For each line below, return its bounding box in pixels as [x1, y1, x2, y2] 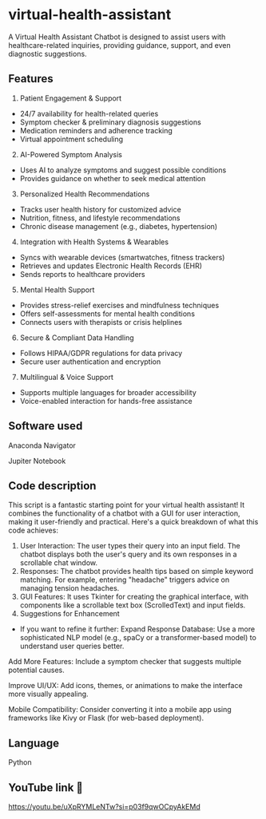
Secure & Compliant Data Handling [19, 333, 134, 342]
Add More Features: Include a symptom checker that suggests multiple [8, 657, 242, 667]
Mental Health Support [19, 285, 95, 295]
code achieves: [8, 525, 58, 536]
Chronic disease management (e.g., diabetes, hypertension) [19, 221, 218, 231]
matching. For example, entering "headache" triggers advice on [19, 575, 230, 584]
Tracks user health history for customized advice [19, 204, 181, 214]
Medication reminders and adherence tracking [19, 125, 173, 135]
